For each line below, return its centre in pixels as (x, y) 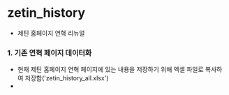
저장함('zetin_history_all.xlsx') (67, 78)
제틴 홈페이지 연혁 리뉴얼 (51, 33)
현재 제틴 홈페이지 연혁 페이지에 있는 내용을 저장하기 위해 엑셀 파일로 (110, 70)
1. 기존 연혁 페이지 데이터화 (50, 52)
